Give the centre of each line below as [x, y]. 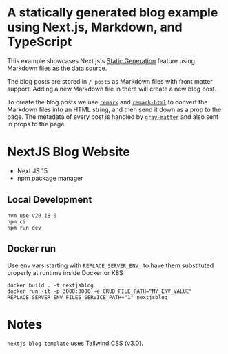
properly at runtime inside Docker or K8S [65, 272]
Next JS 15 [32, 170]
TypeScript [40, 42]
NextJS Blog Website [69, 152]
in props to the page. [37, 124]
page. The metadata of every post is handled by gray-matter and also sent [113, 117]
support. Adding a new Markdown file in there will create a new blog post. [112, 89]
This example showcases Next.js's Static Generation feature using [101, 60]
